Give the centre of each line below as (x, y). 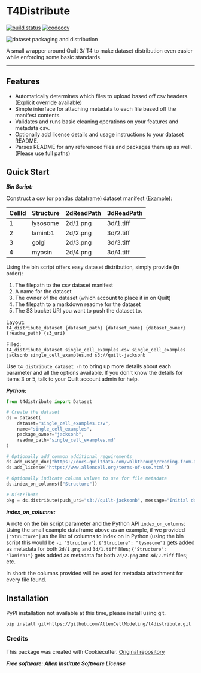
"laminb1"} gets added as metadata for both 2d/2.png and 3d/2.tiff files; (97, 555)
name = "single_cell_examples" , (55, 429)
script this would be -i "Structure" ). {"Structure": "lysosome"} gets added (100, 542)
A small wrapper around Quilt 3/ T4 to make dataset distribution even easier (100, 51)
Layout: (16, 322)
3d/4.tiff (118, 252)
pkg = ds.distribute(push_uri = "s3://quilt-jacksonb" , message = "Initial (97, 500)
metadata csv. (32, 128)
